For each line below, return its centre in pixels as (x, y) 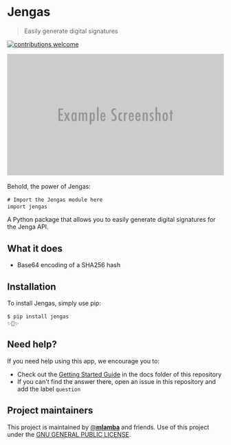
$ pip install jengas (38, 317)
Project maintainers (50, 410)
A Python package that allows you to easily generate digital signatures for (111, 220)
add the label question (49, 389)
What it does (35, 248)
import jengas (27, 207)
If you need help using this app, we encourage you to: (84, 361)
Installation (32, 287)
